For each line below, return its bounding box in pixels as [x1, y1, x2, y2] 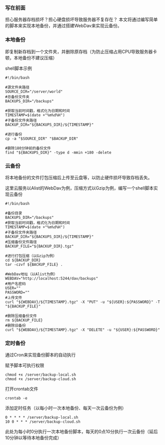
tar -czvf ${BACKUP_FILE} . [5, 262, 63, 267]
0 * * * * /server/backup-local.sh [5, 415, 79, 420]
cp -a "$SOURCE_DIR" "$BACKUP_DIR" [5, 136, 79, 141]
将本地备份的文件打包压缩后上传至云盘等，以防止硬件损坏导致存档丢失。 [5, 174, 152, 180]
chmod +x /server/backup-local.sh [5, 372, 77, 377]
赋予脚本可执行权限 [5, 362, 44, 368]
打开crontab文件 [5, 386, 39, 392]
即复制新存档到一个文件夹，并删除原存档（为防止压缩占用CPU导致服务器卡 [5, 49, 157, 54]
